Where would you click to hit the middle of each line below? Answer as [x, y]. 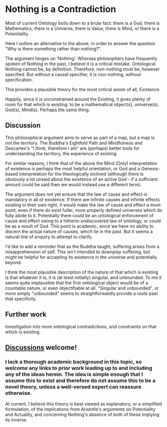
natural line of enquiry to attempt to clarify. [49, 237]
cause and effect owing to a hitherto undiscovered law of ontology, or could [83, 221]
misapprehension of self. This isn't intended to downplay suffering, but [78, 252]
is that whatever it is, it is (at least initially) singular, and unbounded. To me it [83, 277]
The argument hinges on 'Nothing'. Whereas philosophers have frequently [81, 58]
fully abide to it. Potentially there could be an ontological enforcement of [79, 215]
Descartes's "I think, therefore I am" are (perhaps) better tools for [72, 148]
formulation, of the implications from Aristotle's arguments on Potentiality [80, 409]
